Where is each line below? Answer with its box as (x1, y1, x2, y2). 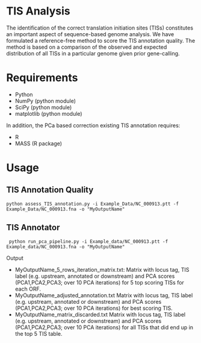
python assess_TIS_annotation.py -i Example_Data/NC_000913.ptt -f (6, 201, 179, 207)
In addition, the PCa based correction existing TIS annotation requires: (6, 122, 181, 129)
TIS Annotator (6, 222, 60, 233)
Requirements (6, 71, 78, 85)
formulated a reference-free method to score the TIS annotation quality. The (6, 37, 196, 44)
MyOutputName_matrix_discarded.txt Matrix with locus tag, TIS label (14, 310, 185, 318)
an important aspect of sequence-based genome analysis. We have (6, 30, 175, 37)
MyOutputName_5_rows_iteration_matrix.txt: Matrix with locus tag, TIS (14, 266, 190, 273)
